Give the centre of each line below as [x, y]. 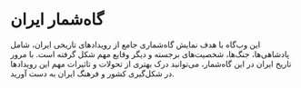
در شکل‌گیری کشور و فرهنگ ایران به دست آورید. [93, 73]
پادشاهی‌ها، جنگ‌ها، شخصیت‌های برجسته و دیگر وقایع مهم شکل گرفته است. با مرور [150, 54]
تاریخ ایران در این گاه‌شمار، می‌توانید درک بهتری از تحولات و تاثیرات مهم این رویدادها [151, 64]
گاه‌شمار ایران [57, 20]
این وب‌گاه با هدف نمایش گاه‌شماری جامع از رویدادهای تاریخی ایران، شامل [135, 44]
